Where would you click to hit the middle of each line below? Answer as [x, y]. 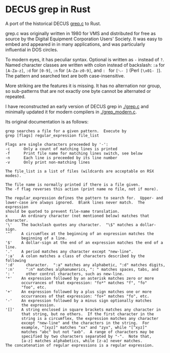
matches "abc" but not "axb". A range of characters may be [88, 332]
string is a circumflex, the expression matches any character [90, 318]
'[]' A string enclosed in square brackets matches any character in [83, 310]
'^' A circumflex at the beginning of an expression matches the [80, 234]
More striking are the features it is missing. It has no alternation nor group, [83, 86]
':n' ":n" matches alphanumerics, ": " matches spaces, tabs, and [82, 269]
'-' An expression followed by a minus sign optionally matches [79, 300]
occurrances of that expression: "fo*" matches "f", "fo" [84, 283]
